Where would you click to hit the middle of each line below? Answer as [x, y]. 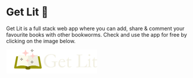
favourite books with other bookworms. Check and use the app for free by [97, 34]
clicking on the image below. [41, 41]
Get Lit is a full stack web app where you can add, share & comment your [95, 28]
